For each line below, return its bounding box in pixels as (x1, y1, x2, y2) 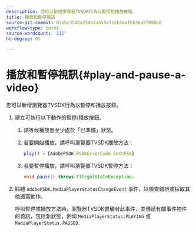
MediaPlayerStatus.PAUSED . (14, 219, 80, 226)
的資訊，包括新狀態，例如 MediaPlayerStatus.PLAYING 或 (14, 213, 151, 220)
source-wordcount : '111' (6, 31, 67, 37)
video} (6, 81, 39, 95)
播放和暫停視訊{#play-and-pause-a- (6, 68, 187, 82)
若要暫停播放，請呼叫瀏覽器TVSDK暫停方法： (23, 162, 134, 169)
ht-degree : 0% (6, 36, 41, 42)
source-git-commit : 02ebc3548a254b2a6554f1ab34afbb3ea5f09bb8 (6, 19, 162, 25)
